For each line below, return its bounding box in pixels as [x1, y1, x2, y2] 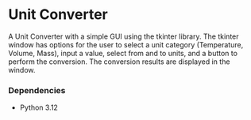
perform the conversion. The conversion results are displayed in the [8, 57, 230, 66]
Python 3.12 [19, 103, 58, 112]
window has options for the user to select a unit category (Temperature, [8, 39, 244, 49]
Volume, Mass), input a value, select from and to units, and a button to [8, 48, 238, 58]
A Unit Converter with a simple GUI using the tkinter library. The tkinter [8, 32, 240, 41]
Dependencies [8, 84, 66, 96]
